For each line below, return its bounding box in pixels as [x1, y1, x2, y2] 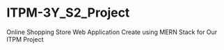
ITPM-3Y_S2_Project [6, 5, 130, 21]
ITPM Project [6, 35, 44, 43]
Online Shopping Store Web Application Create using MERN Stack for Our [6, 28, 218, 36]
